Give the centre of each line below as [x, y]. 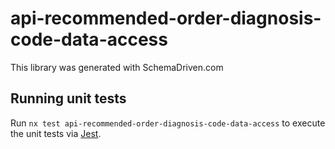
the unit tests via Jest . [56, 133]
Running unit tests [68, 98]
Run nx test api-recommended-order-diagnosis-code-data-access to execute [168, 123]
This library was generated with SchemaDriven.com [117, 67]
